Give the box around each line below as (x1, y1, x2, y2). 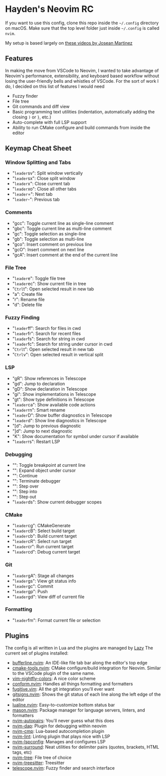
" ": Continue (12, 472, 38, 479)
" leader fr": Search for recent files (12, 331, 81, 336)
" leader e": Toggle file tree (12, 276, 66, 281)
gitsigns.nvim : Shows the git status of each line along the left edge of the (12, 691, 161, 697)
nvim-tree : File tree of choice (12, 754, 72, 760)
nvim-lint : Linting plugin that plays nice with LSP (12, 733, 110, 739)
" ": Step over (12, 483, 39, 489)
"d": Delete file (12, 302, 42, 308)
